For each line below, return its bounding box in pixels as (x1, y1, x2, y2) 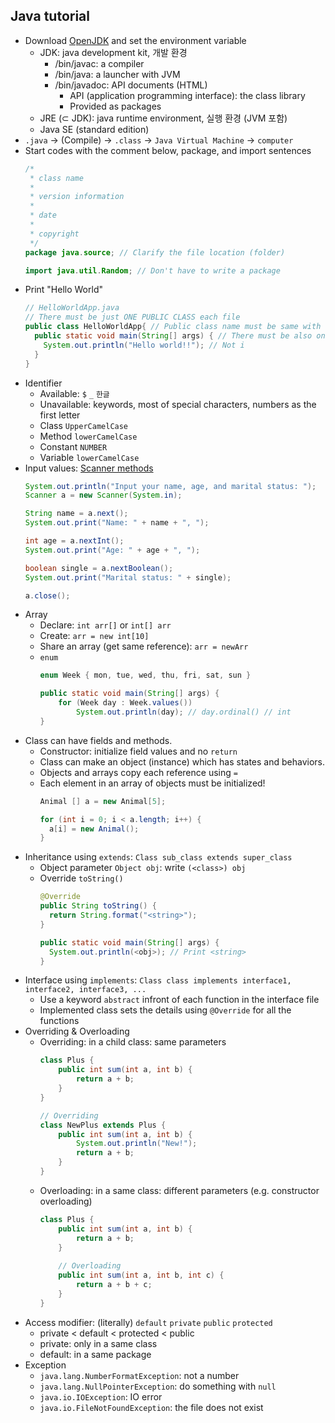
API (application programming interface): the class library (69, 89, 306, 101)
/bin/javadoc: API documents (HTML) (54, 79, 208, 91)
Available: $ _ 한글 (39, 387, 110, 399)
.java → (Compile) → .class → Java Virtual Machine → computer (24, 134, 294, 146)
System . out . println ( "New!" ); (75, 1139, 198, 1149)
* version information (29, 192, 125, 202)
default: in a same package (39, 1348, 152, 1360)
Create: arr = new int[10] (39, 630, 150, 642)
